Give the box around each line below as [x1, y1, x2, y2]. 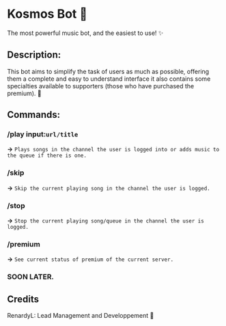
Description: [7, 49, 61, 61]
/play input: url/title [7, 129, 79, 139]
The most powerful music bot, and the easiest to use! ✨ [7, 29, 164, 37]
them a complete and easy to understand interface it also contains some [7, 75, 211, 83]
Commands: [7, 109, 61, 121]
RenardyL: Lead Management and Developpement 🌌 [7, 312, 154, 320]
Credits [7, 293, 40, 305]
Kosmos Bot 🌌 [7, 6, 87, 22]
